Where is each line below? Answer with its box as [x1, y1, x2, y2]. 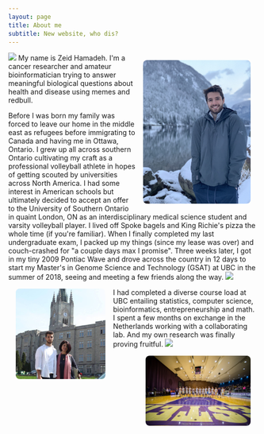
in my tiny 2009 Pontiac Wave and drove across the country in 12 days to [8, 254, 247, 264]
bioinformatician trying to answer [8, 70, 117, 79]
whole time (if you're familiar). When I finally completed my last [8, 229, 215, 238]
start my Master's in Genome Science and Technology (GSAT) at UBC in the [8, 263, 256, 273]
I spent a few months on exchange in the [113, 313, 246, 323]
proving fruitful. [113, 339, 164, 349]
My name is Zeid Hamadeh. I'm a [17, 53, 125, 63]
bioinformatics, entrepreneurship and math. [113, 304, 255, 314]
